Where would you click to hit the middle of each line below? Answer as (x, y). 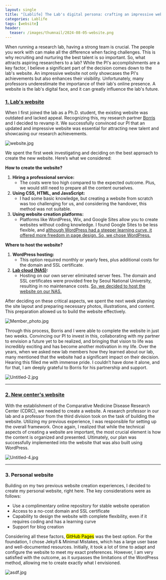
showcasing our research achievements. (46, 134)
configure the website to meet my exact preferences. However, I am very (79, 552)
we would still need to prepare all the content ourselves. (77, 188)
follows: (13, 496)
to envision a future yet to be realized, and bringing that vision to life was (79, 341)
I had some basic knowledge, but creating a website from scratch (86, 198)
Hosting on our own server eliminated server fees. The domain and (88, 276)
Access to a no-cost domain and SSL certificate (61, 511)
